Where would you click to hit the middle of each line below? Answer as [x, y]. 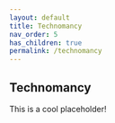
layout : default [40, 18]
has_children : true [46, 43]
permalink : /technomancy [56, 51]
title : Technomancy [46, 26]
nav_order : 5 [34, 34]
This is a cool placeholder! [58, 109]
